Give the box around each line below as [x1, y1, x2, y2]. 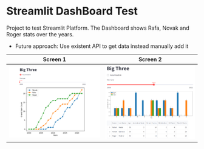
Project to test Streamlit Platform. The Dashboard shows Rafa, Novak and [6, 24, 189, 31]
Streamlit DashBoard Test [6, 4, 138, 18]
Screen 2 [138, 56, 162, 63]
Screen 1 [42, 56, 67, 63]
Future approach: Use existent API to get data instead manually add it [15, 42, 189, 50]
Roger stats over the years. [6, 30, 74, 38]
